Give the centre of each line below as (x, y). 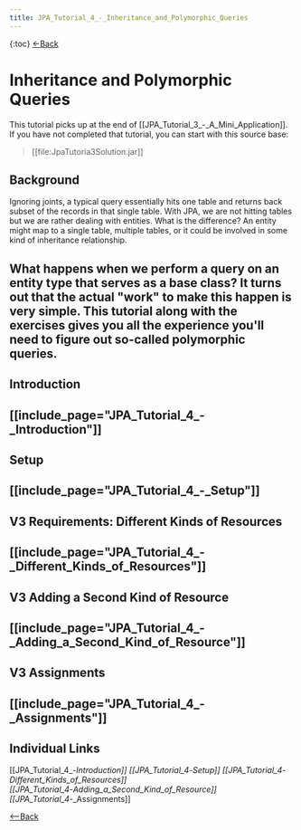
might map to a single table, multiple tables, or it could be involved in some (148, 231)
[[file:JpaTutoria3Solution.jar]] (87, 151)
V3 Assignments (57, 673)
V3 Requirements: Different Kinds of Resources (146, 521)
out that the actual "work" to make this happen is (150, 296)
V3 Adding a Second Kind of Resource (119, 597)
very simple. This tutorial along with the (123, 311)
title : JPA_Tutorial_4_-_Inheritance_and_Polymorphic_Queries (129, 18)
